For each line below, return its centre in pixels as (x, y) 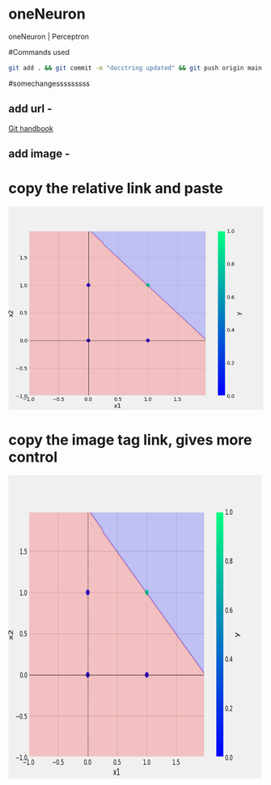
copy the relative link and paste (116, 189)
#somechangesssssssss (49, 83)
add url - (30, 109)
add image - (39, 154)
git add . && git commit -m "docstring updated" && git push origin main (135, 68)
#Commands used (39, 52)
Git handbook (31, 128)
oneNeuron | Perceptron (49, 36)
